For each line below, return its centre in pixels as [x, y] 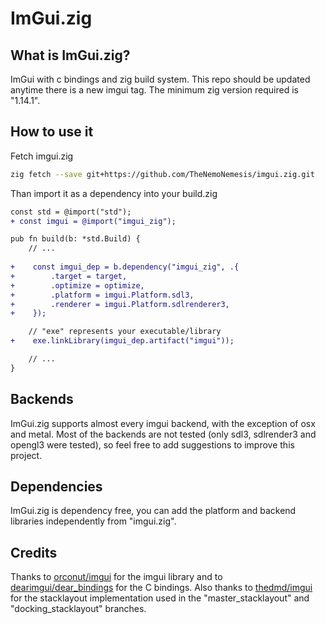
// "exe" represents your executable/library [125, 332]
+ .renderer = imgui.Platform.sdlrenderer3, [120, 304]
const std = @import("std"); [71, 212]
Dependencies [56, 487]
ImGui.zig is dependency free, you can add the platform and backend [153, 511]
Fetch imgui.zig [42, 156]
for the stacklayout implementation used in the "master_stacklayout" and [160, 598]
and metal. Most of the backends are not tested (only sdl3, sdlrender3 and [163, 434]
